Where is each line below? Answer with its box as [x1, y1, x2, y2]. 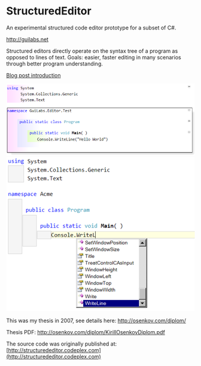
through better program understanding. [6, 60, 103, 67]
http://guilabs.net [6, 35, 49, 43]
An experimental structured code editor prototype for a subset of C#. [6, 24, 176, 31]
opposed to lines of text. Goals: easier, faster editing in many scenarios [6, 53, 181, 61]
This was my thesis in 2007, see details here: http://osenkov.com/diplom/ [6, 317, 187, 324]
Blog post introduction [6, 71, 61, 79]
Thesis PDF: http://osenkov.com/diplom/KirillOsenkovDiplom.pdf [6, 328, 166, 335]
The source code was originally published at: [6, 340, 117, 347]
